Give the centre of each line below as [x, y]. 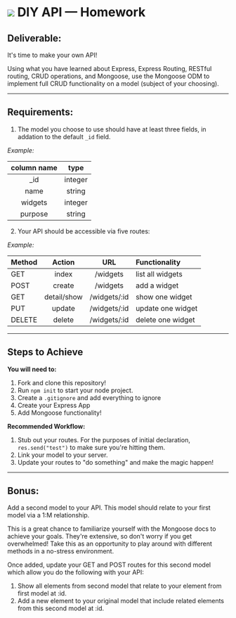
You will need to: [32, 369]
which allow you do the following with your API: [76, 572]
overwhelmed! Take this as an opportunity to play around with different [110, 544]
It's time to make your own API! [52, 55]
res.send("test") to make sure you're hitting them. [91, 447]
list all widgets [159, 273]
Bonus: [23, 491]
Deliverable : [34, 38]
